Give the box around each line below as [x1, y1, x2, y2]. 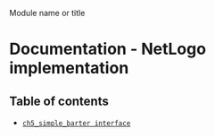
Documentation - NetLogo [9, 39, 207, 59]
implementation [9, 58, 129, 79]
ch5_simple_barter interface [21, 119, 131, 128]
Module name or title [9, 8, 86, 18]
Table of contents [9, 93, 109, 108]
